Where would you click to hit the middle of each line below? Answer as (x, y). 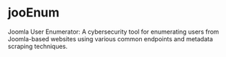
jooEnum (34, 13)
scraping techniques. (38, 46)
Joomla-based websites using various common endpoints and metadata (110, 38)
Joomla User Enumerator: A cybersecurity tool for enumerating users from (113, 32)
